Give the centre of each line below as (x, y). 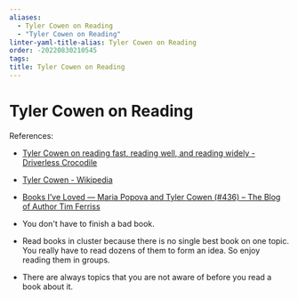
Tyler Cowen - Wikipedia (67, 180)
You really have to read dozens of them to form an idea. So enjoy (141, 250)
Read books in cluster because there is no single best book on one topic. (156, 240)
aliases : (25, 17)
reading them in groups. (66, 260)
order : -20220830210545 (53, 51)
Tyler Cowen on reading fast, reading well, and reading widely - (138, 153)
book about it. (48, 287)
